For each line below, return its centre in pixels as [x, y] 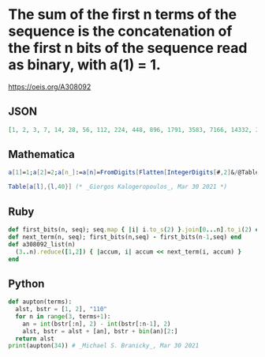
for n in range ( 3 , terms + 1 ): [63, 316]
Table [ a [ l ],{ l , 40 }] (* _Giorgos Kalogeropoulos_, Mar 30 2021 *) [118, 187]
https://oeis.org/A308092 [50, 86]
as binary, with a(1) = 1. [85, 65]
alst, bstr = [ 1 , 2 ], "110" [62, 310]
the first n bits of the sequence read [128, 48]
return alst [35, 338]
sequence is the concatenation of [120, 31]
